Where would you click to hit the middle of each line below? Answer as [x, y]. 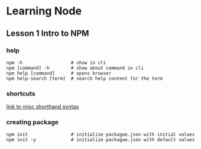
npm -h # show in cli [56, 62]
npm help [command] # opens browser [59, 73]
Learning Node [44, 11]
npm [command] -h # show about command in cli [75, 68]
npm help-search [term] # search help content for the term [85, 78]
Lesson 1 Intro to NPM [48, 33]
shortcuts [21, 93]
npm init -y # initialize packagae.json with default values [101, 140]
